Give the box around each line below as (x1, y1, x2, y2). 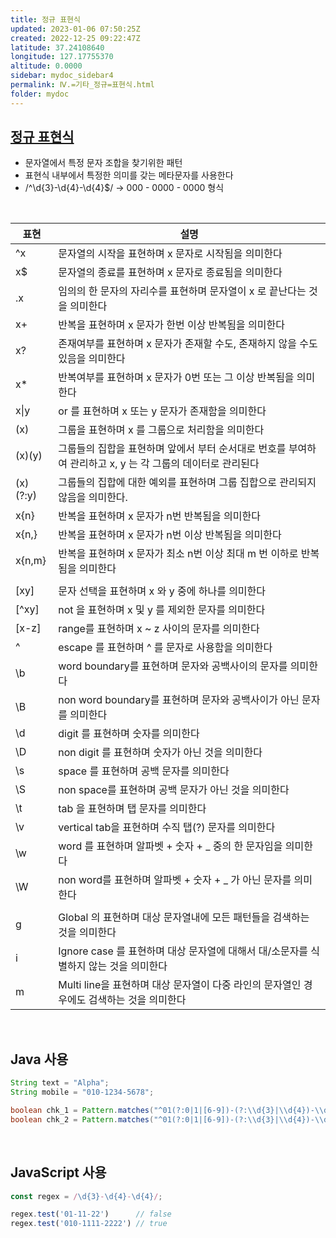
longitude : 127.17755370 (10, 52, 114, 62)
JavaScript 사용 (10, 1164, 107, 1181)
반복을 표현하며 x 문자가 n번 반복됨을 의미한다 (58, 509, 261, 523)
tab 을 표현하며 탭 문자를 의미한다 (58, 802, 207, 816)
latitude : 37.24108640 (10, 42, 105, 53)
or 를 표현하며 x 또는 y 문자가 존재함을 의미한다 (58, 404, 267, 418)
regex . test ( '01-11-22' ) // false (10, 1209, 172, 1220)
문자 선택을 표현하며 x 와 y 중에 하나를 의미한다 (58, 584, 267, 598)
